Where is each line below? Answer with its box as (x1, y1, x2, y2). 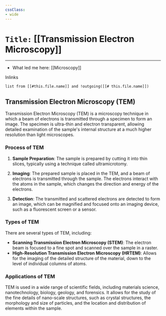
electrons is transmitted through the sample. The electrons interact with (12, 176, 158, 182)
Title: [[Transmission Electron (5, 33, 134, 45)
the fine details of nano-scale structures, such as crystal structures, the (5, 295, 151, 301)
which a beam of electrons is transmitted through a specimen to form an (5, 116, 152, 122)
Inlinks (5, 74, 19, 80)
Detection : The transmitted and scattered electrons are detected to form (12, 195, 161, 201)
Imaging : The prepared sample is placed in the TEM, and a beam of (12, 170, 150, 176)
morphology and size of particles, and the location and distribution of (5, 300, 146, 306)
